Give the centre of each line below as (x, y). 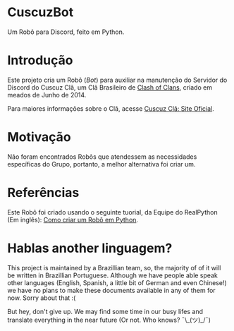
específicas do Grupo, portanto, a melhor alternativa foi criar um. (101, 164)
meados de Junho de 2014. (47, 95)
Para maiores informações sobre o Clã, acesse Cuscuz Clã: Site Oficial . (111, 108)
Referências (43, 193)
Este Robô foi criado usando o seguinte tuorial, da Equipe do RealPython (112, 212)
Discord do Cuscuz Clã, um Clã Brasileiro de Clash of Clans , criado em (110, 87)
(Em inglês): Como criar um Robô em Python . (73, 219)
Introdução (40, 60)
